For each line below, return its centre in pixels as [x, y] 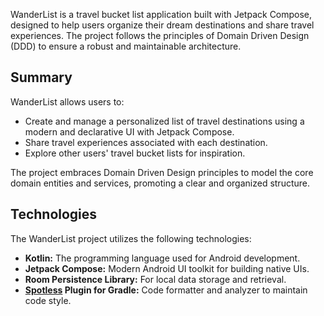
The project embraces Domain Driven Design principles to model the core [162, 172]
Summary [41, 77]
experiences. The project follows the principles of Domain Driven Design [160, 35]
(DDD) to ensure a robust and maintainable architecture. [126, 46]
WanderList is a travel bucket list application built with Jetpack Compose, [161, 14]
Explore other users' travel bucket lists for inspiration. [135, 153]
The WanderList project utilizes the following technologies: [131, 238]
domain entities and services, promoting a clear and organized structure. [160, 183]
